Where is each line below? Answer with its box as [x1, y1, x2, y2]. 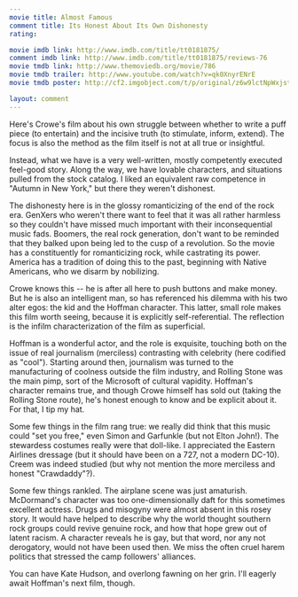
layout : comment [9, 94, 69, 103]
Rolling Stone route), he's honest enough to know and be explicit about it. [9, 394, 278, 405]
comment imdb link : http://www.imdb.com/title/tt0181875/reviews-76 [9, 54, 268, 63]
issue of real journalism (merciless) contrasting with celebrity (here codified [9, 347, 286, 358]
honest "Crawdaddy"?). [9, 468, 96, 478]
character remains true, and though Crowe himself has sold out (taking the [9, 384, 282, 395]
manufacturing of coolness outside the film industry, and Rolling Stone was [9, 366, 284, 376]
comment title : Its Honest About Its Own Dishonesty [9, 21, 208, 30]
